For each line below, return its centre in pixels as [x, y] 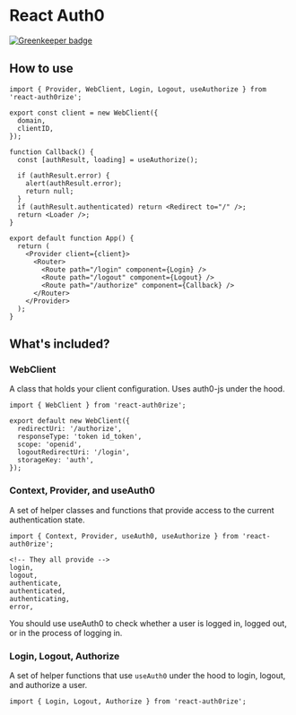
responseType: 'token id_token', [80, 437]
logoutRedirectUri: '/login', [74, 452]
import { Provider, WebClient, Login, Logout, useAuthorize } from [138, 89]
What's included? [60, 345]
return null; [50, 191]
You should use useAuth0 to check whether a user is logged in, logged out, [148, 623]
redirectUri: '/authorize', [70, 429]
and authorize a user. [48, 685]
